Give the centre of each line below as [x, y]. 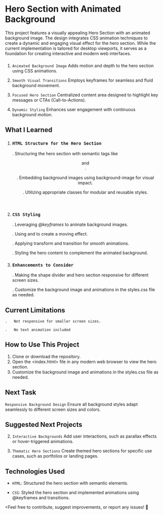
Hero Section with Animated [63, 9]
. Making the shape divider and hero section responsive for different [80, 275]
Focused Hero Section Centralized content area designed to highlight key [85, 95]
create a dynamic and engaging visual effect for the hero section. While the [81, 43]
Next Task [21, 393]
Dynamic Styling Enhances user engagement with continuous [74, 109]
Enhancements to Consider [43, 265]
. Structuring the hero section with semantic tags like [65, 153]
